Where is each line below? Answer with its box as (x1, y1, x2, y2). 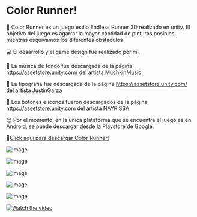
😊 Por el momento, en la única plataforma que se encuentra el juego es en (6, 116, 192, 123)
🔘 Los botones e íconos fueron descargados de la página (6, 98, 148, 105)
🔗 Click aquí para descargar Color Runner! (6, 134, 109, 141)
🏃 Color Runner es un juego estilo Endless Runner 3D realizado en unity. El (6, 23, 190, 31)
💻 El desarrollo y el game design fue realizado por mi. (6, 48, 141, 55)
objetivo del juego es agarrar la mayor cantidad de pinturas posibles (6, 29, 175, 37)
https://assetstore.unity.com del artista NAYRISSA (6, 105, 130, 112)
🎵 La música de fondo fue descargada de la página (6, 62, 133, 69)
